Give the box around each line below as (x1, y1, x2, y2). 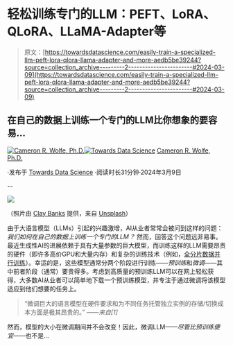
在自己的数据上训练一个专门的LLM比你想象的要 (7, 114, 209, 126)
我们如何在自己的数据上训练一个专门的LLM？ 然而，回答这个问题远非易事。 (7, 232, 222, 241)
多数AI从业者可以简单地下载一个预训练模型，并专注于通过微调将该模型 (25, 275, 226, 284)
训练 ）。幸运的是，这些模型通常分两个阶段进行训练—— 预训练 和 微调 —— (12, 258, 217, 267)
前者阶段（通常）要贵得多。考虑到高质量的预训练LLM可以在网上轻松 (12, 267, 208, 275)
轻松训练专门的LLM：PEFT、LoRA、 (7, 6, 216, 22)
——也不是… (13, 331, 50, 340)
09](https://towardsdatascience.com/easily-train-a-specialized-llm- (24, 70, 218, 78)
